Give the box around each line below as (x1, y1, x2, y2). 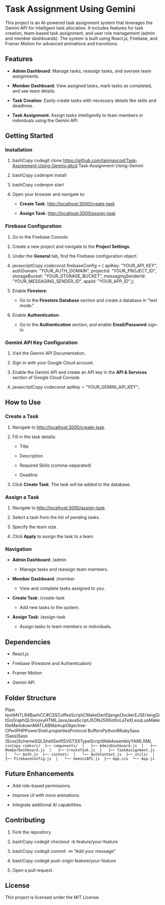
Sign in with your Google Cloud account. (12, 360, 94, 366)
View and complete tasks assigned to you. (19, 585, 106, 591)
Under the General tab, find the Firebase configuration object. (12, 253, 138, 259)
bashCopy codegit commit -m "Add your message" (12, 848, 116, 854)
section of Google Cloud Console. (12, 375, 81, 381)
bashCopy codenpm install (12, 172, 67, 178)
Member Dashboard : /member (12, 576, 75, 582)
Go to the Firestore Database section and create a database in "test (19, 297, 158, 303)
